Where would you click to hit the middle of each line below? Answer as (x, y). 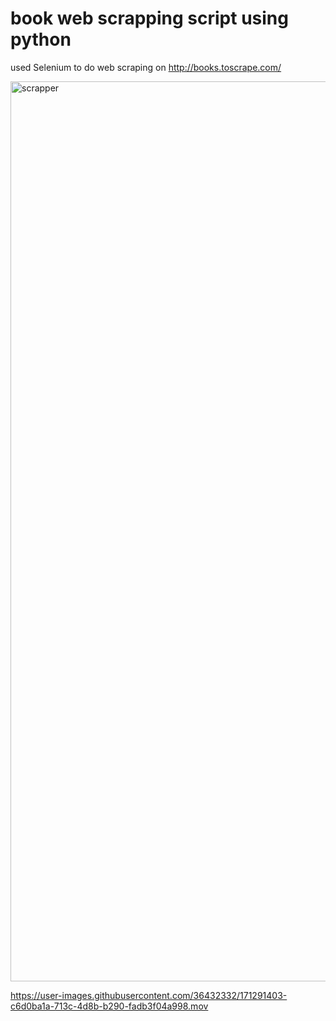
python (41, 39)
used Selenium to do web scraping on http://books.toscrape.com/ (146, 67)
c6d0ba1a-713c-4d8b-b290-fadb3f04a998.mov (109, 1006)
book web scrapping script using (149, 18)
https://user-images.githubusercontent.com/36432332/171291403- (149, 995)
